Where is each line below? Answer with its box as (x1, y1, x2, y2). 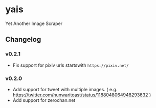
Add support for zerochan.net (12, 97, 76, 103)
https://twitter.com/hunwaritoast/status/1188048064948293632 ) (12, 92, 151, 98)
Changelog (5, 35, 41, 44)
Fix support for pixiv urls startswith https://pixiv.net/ (12, 62, 129, 68)
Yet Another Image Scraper (5, 20, 63, 26)
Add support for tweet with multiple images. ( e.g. (12, 86, 118, 92)
